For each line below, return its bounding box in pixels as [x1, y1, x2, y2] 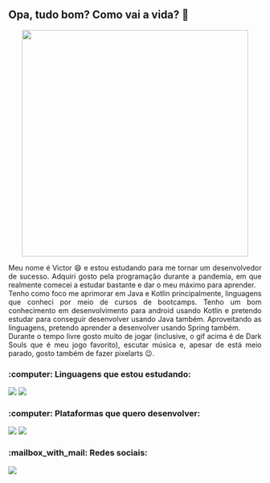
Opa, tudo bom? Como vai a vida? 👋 [8, 8, 190, 22]
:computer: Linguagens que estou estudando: [8, 368, 191, 379]
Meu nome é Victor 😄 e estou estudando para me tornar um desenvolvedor [8, 262, 262, 272]
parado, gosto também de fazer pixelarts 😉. [8, 348, 155, 358]
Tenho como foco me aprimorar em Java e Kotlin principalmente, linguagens [8, 288, 262, 298]
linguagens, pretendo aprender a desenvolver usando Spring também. [8, 323, 241, 332]
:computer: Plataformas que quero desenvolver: [8, 408, 201, 419]
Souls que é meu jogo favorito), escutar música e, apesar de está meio [8, 340, 262, 349]
